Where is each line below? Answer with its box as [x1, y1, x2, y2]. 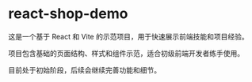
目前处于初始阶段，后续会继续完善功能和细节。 [8, 65, 161, 75]
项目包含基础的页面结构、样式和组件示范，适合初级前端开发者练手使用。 [8, 48, 244, 58]
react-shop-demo [8, 5, 128, 23]
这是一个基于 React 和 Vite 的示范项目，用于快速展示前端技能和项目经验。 [8, 32, 249, 41]
